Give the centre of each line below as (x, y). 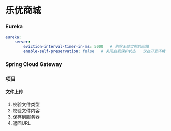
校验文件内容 (26, 111)
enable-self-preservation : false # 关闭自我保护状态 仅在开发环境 (94, 51)
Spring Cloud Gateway (34, 64)
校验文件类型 (26, 104)
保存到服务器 (26, 117)
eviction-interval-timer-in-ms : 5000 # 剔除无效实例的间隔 (86, 47)
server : (22, 42)
